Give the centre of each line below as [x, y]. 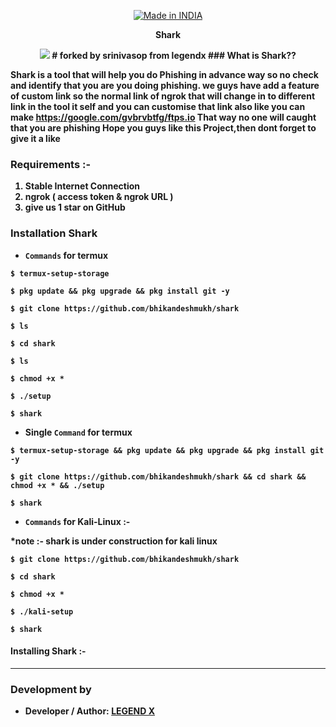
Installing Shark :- [48, 651]
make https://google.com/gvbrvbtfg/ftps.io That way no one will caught [163, 117]
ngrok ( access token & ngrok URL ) [99, 197]
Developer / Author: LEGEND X [89, 711]
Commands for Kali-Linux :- [77, 521]
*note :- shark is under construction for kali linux [114, 541]
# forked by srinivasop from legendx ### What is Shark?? [174, 55]
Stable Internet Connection [82, 186]
